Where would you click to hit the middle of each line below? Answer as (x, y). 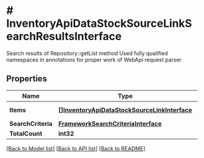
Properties (27, 79)
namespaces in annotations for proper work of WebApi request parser (94, 60)
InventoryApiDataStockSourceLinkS (99, 23)
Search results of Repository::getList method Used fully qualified (87, 53)
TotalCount (26, 133)
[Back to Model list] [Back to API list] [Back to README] (76, 148)
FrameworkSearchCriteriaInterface (110, 123)
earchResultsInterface (64, 36)
